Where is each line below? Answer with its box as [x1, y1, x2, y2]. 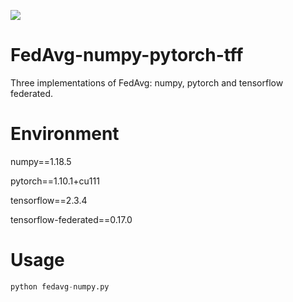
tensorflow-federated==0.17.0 [10, 213, 133, 225]
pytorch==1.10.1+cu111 [10, 175, 100, 187]
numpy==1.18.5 [10, 155, 72, 167]
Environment [10, 123, 120, 145]
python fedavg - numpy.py [10, 281, 110, 292]
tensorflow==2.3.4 [10, 194, 88, 206]
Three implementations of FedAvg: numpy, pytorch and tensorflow [10, 76, 284, 89]
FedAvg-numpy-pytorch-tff [10, 44, 244, 67]
